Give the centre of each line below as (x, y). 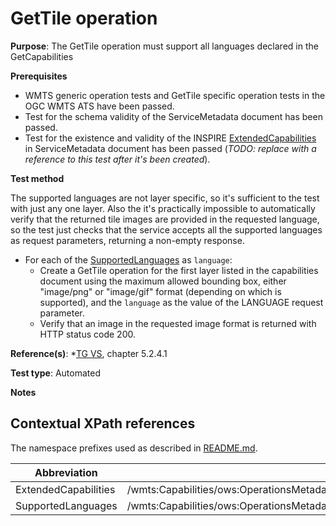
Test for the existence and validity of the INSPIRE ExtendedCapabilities (170, 138)
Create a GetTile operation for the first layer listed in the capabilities (179, 270)
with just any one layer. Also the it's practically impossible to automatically (163, 208)
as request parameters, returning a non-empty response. (127, 240)
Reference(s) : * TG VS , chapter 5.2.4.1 (89, 353)
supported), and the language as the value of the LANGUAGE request (181, 302)
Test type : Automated (55, 373)
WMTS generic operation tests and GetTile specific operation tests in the (175, 95)
